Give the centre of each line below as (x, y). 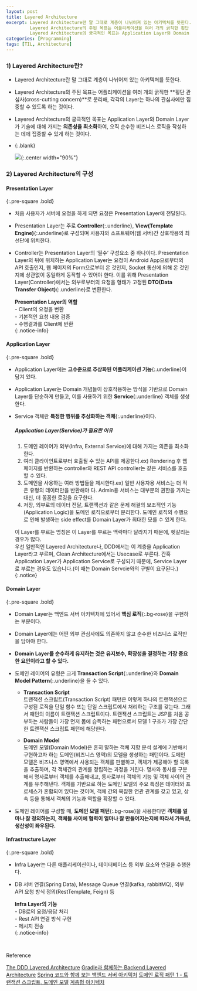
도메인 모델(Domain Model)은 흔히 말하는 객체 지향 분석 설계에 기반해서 (105, 747)
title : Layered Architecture (42, 17)
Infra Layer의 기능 (36, 904)
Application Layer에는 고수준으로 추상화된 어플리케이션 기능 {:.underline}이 (101, 369)
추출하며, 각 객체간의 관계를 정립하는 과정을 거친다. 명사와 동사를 (103, 769)
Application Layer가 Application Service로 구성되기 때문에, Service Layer (101, 561)
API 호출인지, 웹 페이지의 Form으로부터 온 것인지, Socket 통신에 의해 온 (96, 268)
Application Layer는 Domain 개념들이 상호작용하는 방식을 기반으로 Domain (101, 389)
